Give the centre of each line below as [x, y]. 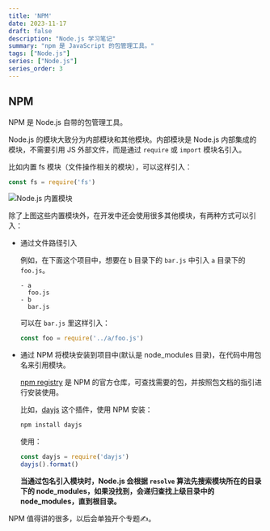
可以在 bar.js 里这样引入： [65, 323]
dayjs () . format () [49, 465]
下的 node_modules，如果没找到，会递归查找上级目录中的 [117, 490]
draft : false [30, 31]
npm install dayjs [51, 425]
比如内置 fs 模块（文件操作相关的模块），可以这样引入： [100, 166]
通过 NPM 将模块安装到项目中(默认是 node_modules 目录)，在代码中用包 [141, 355]
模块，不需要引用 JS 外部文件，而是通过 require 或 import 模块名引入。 [127, 149]
